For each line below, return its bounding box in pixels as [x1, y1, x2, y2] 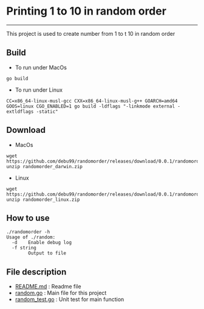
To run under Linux [15, 86, 63, 93]
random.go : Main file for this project [15, 290, 107, 297]
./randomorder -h [6, 229, 50, 235]
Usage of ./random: [6, 234, 56, 240]
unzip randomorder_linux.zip [6, 196, 80, 203]
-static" [36, 108, 59, 115]
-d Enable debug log [12, 240, 72, 246]
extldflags [6, 108, 34, 115]
